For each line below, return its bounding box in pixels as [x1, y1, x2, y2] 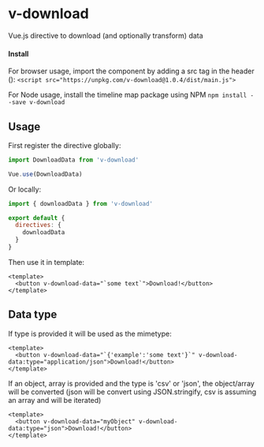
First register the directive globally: [8, 140, 121, 150]
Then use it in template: [8, 257, 85, 266]
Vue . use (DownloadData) [8, 170, 83, 178]
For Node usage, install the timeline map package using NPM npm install [8, 90, 247, 99]
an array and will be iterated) [8, 395, 102, 404]
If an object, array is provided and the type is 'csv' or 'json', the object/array [8, 378, 255, 388]
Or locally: [8, 184, 42, 194]
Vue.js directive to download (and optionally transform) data [8, 31, 203, 40]
